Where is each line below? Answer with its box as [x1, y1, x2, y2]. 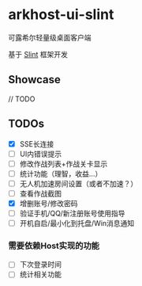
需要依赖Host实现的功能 [8, 240, 100, 251]
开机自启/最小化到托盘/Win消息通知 [19, 219, 135, 228]
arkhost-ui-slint [8, 6, 114, 24]
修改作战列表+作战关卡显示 [19, 158, 108, 168]
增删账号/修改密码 [19, 198, 78, 208]
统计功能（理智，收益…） [19, 169, 103, 178]
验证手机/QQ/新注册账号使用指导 [19, 208, 125, 218]
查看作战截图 [19, 189, 62, 198]
